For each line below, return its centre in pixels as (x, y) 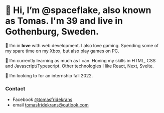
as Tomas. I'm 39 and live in (64, 21)
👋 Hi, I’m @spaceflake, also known (78, 10)
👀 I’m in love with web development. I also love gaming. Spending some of (82, 45)
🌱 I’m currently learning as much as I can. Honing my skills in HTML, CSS (80, 60)
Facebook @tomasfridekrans (42, 99)
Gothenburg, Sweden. (52, 32)
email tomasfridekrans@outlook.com (50, 105)
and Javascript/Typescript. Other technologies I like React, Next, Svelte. (79, 66)
